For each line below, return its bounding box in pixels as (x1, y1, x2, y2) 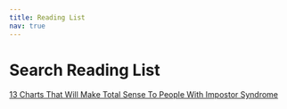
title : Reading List (9, 13, 86, 22)
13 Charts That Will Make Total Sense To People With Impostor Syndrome (9, 89, 279, 100)
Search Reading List (9, 60, 160, 80)
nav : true (9, 21, 46, 30)
